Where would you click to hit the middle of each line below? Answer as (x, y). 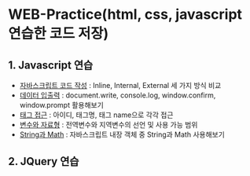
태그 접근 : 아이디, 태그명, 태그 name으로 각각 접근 (96, 115)
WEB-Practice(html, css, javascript (125, 15)
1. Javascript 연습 (51, 65)
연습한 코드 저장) (59, 34)
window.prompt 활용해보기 (61, 105)
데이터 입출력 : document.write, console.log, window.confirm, (118, 95)
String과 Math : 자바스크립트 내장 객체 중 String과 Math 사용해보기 (122, 134)
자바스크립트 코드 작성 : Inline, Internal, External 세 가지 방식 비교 (120, 85)
